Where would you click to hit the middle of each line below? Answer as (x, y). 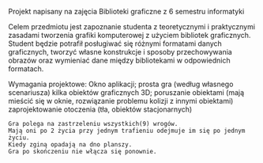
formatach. (26, 69)
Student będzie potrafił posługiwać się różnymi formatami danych (115, 44)
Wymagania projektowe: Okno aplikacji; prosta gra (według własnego (121, 84)
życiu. (19, 138)
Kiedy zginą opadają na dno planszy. (70, 145)
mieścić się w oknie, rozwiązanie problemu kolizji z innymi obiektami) (121, 101)
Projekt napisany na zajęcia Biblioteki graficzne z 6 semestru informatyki (126, 11)
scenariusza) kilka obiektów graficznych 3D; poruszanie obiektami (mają (126, 93)
